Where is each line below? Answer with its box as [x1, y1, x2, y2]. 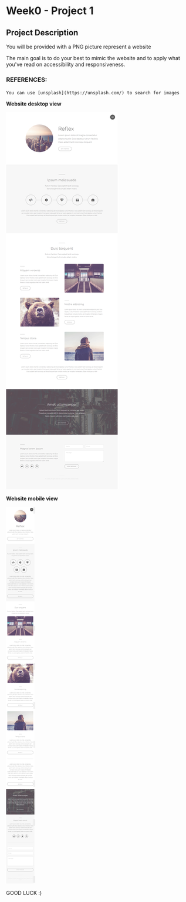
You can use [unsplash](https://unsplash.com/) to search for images [6, 90, 180, 96]
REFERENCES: [6, 75, 48, 84]
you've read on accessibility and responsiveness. [6, 61, 126, 68]
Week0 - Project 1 [6, 4, 94, 18]
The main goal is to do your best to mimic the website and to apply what [6, 55, 181, 61]
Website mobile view [6, 495, 58, 502]
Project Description [6, 28, 79, 38]
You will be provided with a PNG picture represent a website [6, 43, 151, 50]
